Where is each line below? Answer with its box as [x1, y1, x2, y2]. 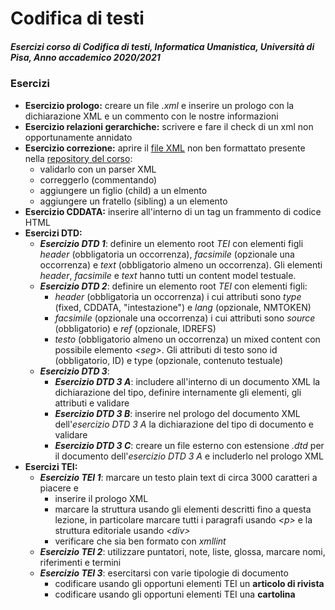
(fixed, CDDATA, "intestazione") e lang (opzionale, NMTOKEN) [54, 301, 312, 313]
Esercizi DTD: [24, 227, 83, 239]
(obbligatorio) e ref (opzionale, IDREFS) [54, 322, 217, 334]
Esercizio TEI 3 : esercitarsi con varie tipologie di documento [39, 567, 289, 579]
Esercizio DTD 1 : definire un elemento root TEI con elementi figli [39, 237, 304, 249]
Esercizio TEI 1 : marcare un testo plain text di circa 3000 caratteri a [39, 471, 318, 483]
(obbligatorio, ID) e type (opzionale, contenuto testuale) [54, 354, 284, 366]
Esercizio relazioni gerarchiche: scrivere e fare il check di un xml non [24, 120, 314, 132]
